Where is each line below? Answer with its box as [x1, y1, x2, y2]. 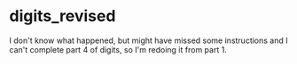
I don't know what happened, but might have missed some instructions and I [9, 35, 288, 46]
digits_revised [9, 6, 116, 26]
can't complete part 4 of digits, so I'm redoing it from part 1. [9, 44, 228, 54]
